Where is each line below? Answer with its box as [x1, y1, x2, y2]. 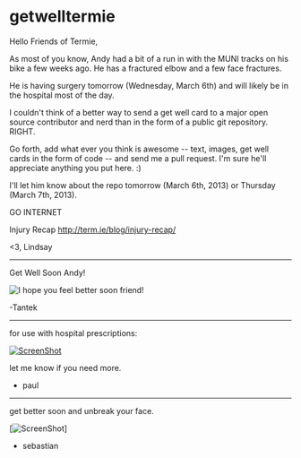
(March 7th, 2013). [9, 189, 78, 200]
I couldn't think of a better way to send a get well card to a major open [9, 107, 269, 117]
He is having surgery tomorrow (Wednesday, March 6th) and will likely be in [9, 80, 289, 91]
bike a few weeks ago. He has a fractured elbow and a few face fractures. [9, 63, 282, 73]
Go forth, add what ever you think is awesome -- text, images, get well [9, 143, 270, 154]
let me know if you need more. [9, 362, 122, 373]
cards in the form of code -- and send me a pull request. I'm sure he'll [9, 152, 267, 163]
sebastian [21, 440, 59, 451]
